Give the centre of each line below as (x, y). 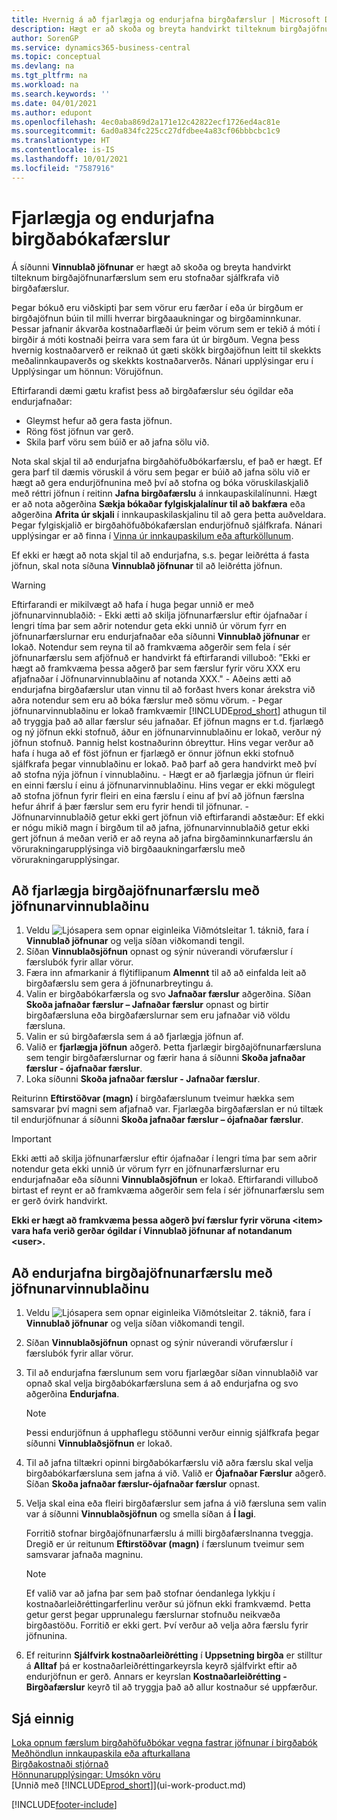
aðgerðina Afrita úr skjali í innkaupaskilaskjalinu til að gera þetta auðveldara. (169, 514)
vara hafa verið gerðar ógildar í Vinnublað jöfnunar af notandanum (152, 1231)
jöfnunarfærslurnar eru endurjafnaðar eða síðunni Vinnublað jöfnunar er (161, 636)
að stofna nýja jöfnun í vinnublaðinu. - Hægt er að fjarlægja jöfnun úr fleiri (162, 774)
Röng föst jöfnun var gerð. (79, 431)
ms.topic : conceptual (56, 57)
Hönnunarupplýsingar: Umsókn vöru (86, 1774)
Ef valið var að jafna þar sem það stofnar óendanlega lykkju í (150, 1593)
